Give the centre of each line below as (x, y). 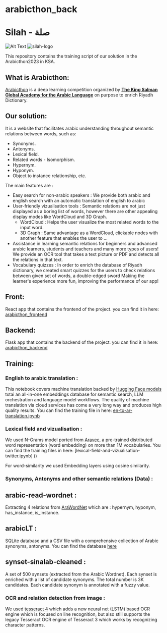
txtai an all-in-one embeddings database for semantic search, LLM (74, 394)
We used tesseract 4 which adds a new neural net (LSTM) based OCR (78, 609)
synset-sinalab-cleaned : (46, 562)
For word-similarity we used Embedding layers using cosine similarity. (77, 466)
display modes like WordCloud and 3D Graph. (60, 217)
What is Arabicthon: (37, 77)
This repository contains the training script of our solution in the (71, 56)
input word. (32, 227)
